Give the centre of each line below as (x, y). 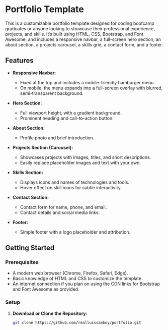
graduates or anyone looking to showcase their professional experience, (80, 28)
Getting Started (30, 248)
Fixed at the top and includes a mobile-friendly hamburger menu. (87, 82)
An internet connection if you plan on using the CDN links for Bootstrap (86, 284)
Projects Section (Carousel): (43, 147)
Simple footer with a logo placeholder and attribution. (75, 232)
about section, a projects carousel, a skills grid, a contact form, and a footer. (84, 44)
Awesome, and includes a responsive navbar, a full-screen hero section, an (83, 39)
